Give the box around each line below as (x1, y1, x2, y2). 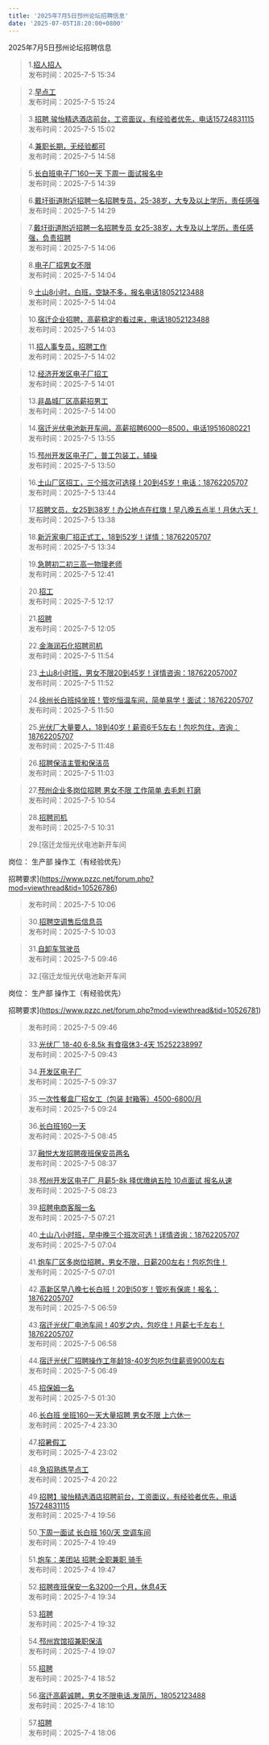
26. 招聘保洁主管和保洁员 (27, 758, 110, 768)
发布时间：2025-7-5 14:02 (27, 351, 116, 361)
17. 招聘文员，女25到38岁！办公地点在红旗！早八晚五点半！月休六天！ (27, 504, 259, 514)
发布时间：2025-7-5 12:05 (27, 624, 116, 633)
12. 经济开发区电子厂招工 (27, 368, 109, 379)
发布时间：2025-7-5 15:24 (27, 97, 116, 106)
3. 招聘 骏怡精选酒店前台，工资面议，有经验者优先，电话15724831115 (27, 114, 255, 123)
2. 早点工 (27, 86, 56, 97)
